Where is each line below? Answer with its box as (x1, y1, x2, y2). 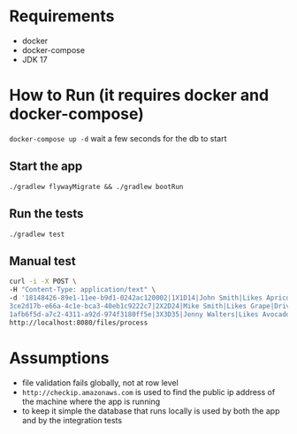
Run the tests (9, 206, 84, 222)
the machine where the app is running (21, 396, 161, 407)
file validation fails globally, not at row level (21, 377, 179, 388)
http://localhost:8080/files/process (9, 318, 148, 327)
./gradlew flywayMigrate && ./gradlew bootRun (9, 182, 184, 191)
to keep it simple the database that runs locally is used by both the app (21, 405, 280, 416)
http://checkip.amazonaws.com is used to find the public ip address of (21, 386, 276, 397)
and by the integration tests (21, 415, 122, 425)
